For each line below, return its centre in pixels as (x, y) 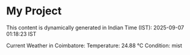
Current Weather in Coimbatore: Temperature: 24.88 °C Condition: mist (94, 45)
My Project (34, 11)
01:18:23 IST (21, 33)
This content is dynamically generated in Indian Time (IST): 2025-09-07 (95, 27)
